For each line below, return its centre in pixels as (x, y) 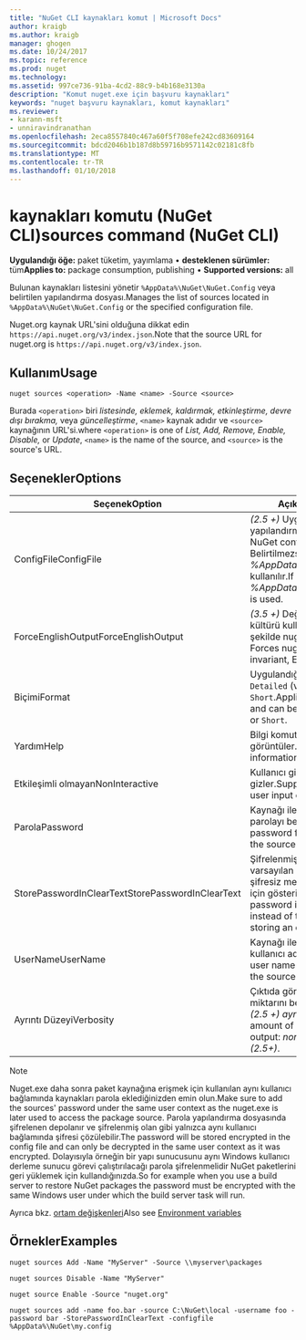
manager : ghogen (40, 43)
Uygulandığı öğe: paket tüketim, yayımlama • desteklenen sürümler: (140, 260)
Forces (265, 648)
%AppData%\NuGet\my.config (61, 1326)
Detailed (269, 686)
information (275, 757)
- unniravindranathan (51, 129)
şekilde (265, 637)
